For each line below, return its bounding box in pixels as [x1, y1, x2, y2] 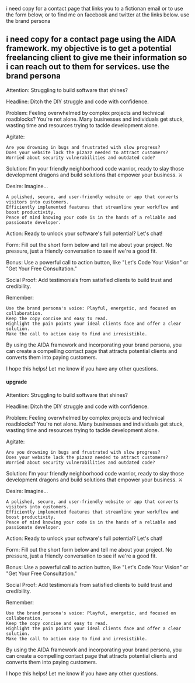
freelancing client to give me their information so [6, 53, 187, 63]
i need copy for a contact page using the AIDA [6, 35, 176, 45]
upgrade [6, 378, 27, 386]
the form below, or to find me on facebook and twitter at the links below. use [6, 11, 190, 18]
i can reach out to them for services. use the [6, 62, 170, 72]
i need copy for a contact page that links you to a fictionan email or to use [6, 5, 183, 12]
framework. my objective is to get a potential [6, 43, 172, 53]
